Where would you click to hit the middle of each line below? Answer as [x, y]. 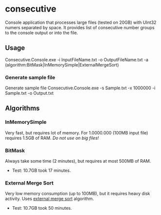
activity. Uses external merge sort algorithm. [49, 199]
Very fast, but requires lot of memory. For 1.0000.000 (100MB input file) [77, 132]
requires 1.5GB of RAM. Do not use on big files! [52, 138]
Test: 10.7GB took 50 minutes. [42, 208]
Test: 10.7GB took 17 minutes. [41, 170]
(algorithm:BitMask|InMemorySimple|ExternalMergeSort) [62, 65]
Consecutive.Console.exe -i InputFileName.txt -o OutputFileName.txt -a [77, 60]
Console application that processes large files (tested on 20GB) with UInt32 [81, 22]
